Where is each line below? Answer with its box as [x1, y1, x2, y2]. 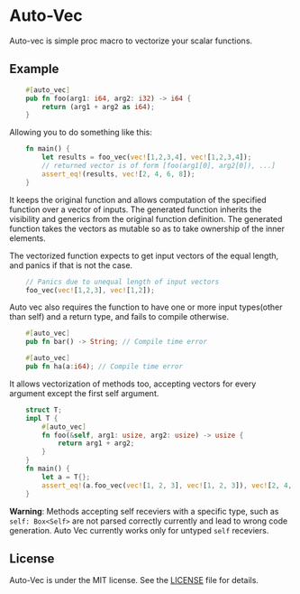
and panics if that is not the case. [9, 259, 133, 271]
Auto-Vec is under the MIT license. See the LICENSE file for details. [9, 575, 259, 586]
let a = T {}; [41, 472, 91, 481]
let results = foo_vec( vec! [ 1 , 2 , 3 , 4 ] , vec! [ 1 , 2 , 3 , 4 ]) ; [41, 153, 252, 162]
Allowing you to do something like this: [9, 127, 153, 138]
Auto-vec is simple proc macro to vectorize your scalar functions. [9, 35, 253, 46]
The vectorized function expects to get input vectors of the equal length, [9, 250, 279, 261]
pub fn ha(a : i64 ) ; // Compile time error [25, 362, 183, 371]
